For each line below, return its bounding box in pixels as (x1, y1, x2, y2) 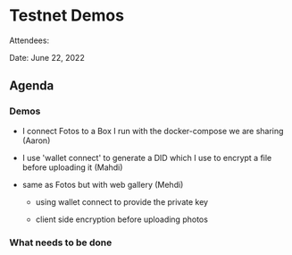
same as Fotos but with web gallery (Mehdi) (21, 179, 184, 190)
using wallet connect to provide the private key (35, 196, 208, 207)
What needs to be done (9, 236, 113, 249)
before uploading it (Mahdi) (21, 162, 123, 173)
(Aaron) (21, 135, 51, 146)
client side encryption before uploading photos (35, 214, 208, 225)
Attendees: (9, 35, 50, 46)
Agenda (9, 78, 54, 94)
